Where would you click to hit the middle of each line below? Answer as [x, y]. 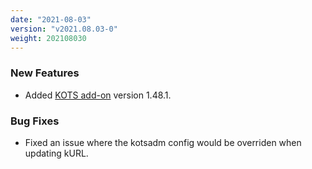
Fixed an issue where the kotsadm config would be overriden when [163, 142]
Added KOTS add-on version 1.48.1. [98, 95]
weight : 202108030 [48, 38]
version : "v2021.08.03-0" [64, 29]
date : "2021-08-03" [51, 19]
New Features [45, 73]
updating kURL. [56, 153]
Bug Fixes [35, 121]
